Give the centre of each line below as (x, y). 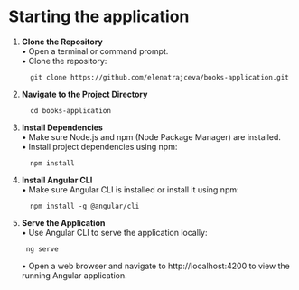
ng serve (42, 249)
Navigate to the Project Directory (84, 94)
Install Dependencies (62, 127)
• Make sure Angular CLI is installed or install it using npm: (131, 189)
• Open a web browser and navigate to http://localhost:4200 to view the (156, 266)
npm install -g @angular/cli (85, 206)
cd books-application (71, 110)
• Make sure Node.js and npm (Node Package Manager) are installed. (151, 136)
